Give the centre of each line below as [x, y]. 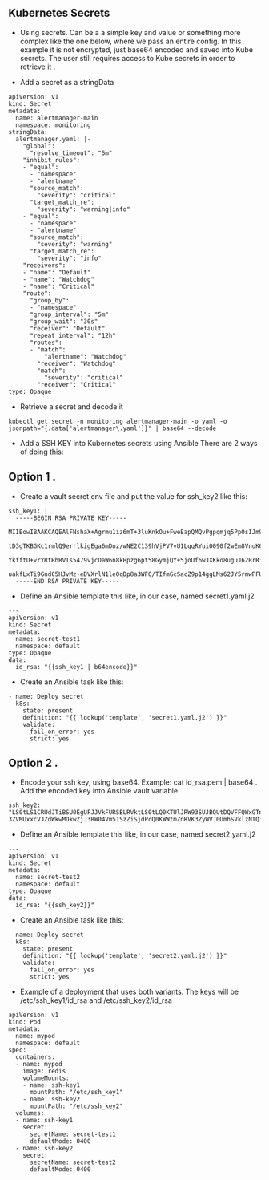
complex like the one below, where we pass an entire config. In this [130, 41]
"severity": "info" [70, 258]
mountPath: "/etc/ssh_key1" [76, 1093]
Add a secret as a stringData [67, 82]
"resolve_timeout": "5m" [71, 153]
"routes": [46, 343]
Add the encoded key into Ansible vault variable [99, 791]
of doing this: [42, 452]
